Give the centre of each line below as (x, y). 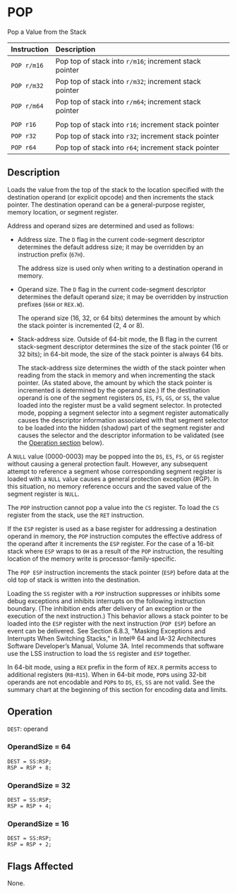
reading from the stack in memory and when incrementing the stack (116, 375)
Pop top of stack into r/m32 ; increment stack (128, 81)
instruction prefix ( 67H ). (51, 254)
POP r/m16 (27, 65)
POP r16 (24, 124)
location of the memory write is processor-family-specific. (92, 559)
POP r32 (24, 136)
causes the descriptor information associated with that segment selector (123, 420)
